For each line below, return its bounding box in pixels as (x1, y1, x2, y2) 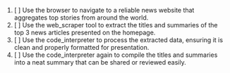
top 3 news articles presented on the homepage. (13, 28, 156, 36)
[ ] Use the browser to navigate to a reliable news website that (13, 6, 195, 14)
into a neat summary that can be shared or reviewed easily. (13, 58, 186, 66)
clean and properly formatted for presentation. (13, 44, 150, 51)
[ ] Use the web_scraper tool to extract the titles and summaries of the (13, 21, 218, 29)
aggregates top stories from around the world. (13, 13, 149, 22)
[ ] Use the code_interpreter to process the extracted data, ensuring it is (13, 36, 224, 44)
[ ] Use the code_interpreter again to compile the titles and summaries (13, 51, 218, 59)
